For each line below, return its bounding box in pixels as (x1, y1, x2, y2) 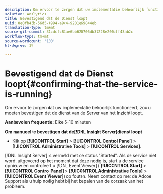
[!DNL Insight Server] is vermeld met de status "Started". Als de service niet (5, 152, 157, 158)
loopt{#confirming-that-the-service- (5, 78, 158, 90)
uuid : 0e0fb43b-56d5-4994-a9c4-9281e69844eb (5, 20, 97, 26)
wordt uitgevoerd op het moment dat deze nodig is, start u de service (5, 158, 144, 164)
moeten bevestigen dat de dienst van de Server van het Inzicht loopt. (5, 110, 143, 116)
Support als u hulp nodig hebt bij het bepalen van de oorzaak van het (5, 178, 143, 184)
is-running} (5, 89, 52, 100)
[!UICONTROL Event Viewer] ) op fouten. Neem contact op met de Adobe (5, 173, 152, 179)
